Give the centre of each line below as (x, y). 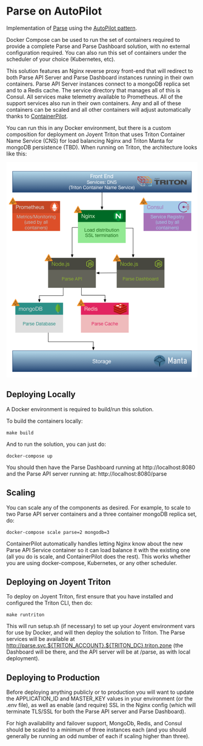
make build (20, 433)
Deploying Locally (41, 395)
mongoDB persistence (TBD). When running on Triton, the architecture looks (102, 147)
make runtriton (25, 615)
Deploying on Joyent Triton (58, 582)
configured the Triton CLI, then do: (49, 603)
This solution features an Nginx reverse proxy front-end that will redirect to (100, 70)
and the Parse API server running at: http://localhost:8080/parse (87, 474)
